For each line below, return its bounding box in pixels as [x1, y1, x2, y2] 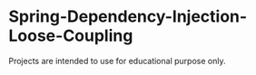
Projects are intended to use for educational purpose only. [8, 55, 226, 66]
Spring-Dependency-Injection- [8, 6, 248, 27]
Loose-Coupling [8, 25, 133, 46]
